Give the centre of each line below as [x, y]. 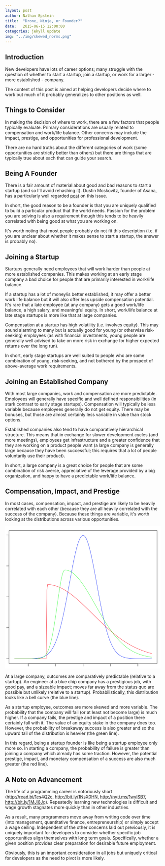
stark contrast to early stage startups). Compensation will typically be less [81, 404]
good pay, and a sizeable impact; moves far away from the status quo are [80, 687]
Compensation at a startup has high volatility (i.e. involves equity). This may [82, 325]
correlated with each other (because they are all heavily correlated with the [81, 509]
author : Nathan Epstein [30, 16]
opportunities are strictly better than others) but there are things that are [78, 153]
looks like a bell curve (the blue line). [42, 698]
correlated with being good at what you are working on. [62, 221]
